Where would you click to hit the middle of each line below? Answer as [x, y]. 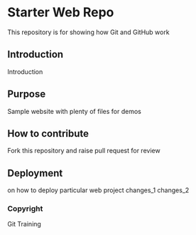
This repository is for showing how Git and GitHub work [88, 32]
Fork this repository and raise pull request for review [84, 151]
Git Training [24, 224]
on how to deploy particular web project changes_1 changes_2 [98, 190]
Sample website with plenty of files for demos [75, 111]
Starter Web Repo [61, 12]
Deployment [35, 173]
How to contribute [48, 134]
